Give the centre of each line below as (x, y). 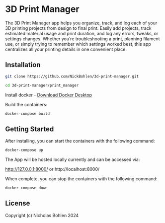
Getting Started (30, 129)
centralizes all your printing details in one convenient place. (66, 49)
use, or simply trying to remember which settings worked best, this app (78, 44)
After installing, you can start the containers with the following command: (80, 141)
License (18, 203)
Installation (23, 65)
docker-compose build (28, 113)
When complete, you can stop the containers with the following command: (81, 179)
